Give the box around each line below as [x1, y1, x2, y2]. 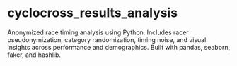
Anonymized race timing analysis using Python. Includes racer [7, 28, 189, 37]
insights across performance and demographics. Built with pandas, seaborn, [7, 43, 231, 51]
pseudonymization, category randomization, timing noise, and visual [7, 35, 207, 44]
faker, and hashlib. [7, 51, 62, 59]
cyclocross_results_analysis [7, 5, 178, 21]
